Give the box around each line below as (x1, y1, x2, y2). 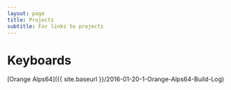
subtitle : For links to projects (7, 23, 104, 30)
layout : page (7, 10, 45, 17)
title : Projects (7, 16, 54, 23)
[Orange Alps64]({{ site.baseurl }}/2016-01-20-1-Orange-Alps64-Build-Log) (7, 75, 225, 83)
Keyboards (7, 52, 71, 68)
